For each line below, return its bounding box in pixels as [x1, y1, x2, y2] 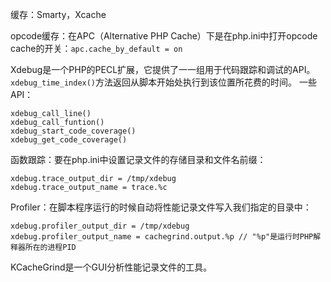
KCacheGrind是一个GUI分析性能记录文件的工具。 [10, 261, 213, 273]
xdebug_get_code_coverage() [10, 135, 128, 145]
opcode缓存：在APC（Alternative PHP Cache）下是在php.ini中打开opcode [10, 30, 318, 42]
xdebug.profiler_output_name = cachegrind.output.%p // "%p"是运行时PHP [10, 232, 314, 242]
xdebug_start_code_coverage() [10, 126, 137, 136]
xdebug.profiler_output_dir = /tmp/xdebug [10, 221, 190, 231]
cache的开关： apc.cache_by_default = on [10, 43, 183, 54]
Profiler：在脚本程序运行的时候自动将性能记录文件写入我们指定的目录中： [10, 201, 312, 213]
